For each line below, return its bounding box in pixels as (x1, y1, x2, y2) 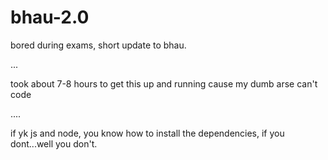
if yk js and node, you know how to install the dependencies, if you (10, 127, 285, 139)
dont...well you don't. (10, 137, 98, 150)
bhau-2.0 (10, 6, 90, 29)
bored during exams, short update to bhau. (10, 39, 187, 51)
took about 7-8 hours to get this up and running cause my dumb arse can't (10, 77, 318, 90)
